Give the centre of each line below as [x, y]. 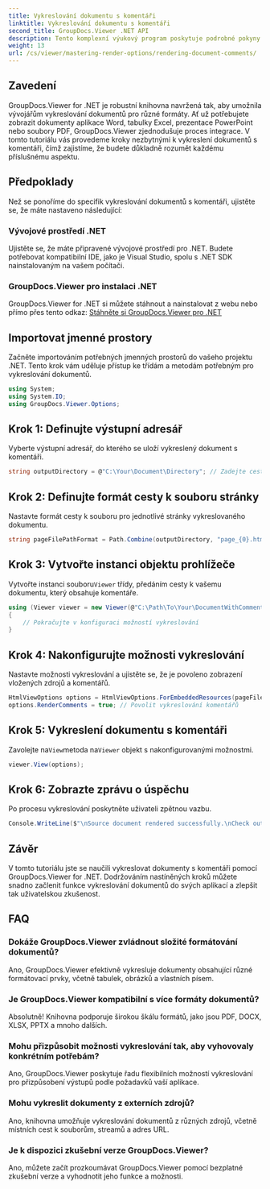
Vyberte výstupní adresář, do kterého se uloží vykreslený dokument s [123, 449]
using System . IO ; [37, 396]
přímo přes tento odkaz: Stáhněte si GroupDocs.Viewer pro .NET [115, 313]
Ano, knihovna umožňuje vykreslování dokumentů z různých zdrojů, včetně [133, 1121]
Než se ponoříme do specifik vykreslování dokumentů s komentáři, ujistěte [132, 201]
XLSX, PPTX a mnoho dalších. [58, 1025]
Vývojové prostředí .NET [57, 230]
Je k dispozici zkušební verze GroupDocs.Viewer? [108, 1150]
